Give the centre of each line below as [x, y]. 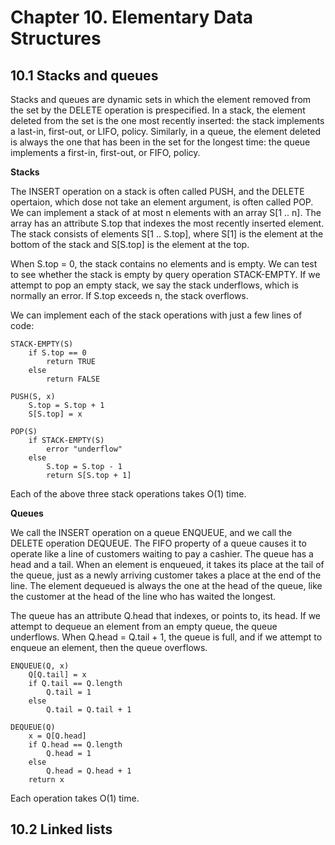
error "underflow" [84, 449]
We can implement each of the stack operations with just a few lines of [156, 315]
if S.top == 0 [57, 353]
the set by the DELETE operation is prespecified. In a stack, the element [158, 110]
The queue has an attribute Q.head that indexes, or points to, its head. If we [165, 615]
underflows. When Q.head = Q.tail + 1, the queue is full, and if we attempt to [166, 637]
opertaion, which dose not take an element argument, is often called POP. [162, 202]
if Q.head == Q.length [75, 745]
